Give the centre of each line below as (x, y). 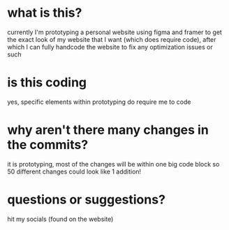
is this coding (47, 83)
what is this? (45, 13)
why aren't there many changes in (108, 130)
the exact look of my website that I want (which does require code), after (112, 39)
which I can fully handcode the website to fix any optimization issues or (110, 47)
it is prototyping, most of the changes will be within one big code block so (113, 164)
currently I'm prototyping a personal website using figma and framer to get (114, 32)
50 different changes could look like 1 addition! (74, 171)
